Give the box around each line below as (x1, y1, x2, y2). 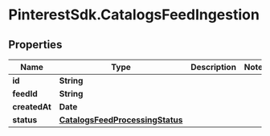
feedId (12, 89, 38, 99)
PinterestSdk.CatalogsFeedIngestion (8, 6, 260, 24)
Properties (8, 38, 63, 52)
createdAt (12, 101, 52, 112)
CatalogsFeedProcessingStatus (59, 114, 183, 126)
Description (190, 62, 237, 72)
